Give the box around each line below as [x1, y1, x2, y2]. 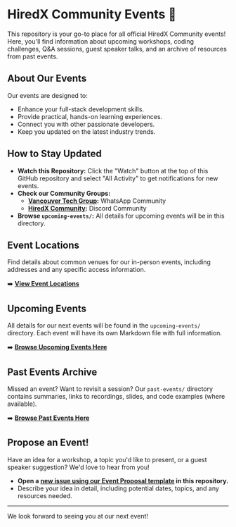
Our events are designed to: [7, 91, 88, 99]
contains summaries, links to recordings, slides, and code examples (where [7, 392, 225, 400]
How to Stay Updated [7, 148, 102, 160]
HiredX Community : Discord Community [27, 204, 147, 212]
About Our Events [7, 73, 87, 85]
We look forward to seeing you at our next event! [7, 512, 149, 520]
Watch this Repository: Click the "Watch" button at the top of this [17, 166, 209, 175]
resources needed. [17, 491, 72, 500]
